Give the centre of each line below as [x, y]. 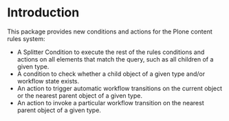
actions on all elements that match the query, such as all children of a [115, 59]
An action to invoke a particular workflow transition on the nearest [110, 103]
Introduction [43, 13]
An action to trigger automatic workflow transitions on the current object [119, 88]
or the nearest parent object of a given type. [80, 95]
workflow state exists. [48, 81]
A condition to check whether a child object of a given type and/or [111, 74]
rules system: [26, 38]
